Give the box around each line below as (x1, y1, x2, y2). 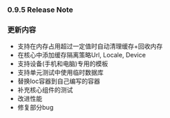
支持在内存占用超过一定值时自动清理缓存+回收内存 (17, 42, 163, 50)
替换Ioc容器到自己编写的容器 (17, 77, 100, 85)
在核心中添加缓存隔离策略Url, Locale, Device (17, 51, 146, 59)
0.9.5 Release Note (7, 5, 73, 15)
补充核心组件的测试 (17, 86, 73, 94)
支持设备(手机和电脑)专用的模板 (17, 59, 108, 68)
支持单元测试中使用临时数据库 (17, 68, 104, 77)
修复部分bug (17, 103, 54, 112)
